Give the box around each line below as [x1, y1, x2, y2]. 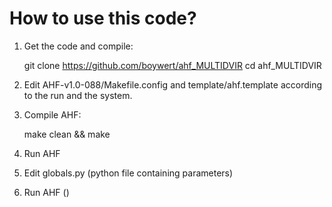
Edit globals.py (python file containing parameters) [23, 167, 234, 179]
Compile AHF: [23, 108, 82, 121]
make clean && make [23, 128, 111, 140]
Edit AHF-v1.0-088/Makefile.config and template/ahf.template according [23, 78, 323, 91]
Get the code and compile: [23, 40, 134, 52]
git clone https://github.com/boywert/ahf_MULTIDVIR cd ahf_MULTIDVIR [23, 59, 322, 71]
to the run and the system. [23, 89, 133, 101]
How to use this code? [9, 7, 197, 30]
